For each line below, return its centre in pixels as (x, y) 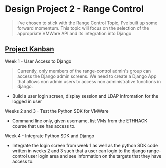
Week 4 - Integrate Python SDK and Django (50, 136)
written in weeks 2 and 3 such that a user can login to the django (79, 151)
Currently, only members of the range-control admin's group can (84, 71)
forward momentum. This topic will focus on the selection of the (83, 28)
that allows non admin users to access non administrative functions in (89, 81)
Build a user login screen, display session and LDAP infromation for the (85, 96)
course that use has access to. (44, 126)
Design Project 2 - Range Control (74, 9)
